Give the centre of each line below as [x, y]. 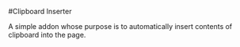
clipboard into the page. [47, 35]
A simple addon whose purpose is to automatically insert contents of [120, 26]
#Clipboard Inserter [40, 11]
